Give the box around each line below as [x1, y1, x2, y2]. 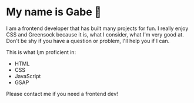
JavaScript [14, 72, 41, 79]
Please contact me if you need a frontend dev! [6, 90, 119, 97]
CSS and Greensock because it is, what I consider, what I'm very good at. [6, 31, 184, 38]
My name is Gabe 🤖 [6, 5, 102, 19]
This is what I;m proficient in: [6, 48, 76, 55]
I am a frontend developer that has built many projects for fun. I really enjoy [6, 25, 189, 32]
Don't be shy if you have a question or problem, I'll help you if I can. [6, 37, 170, 44]
